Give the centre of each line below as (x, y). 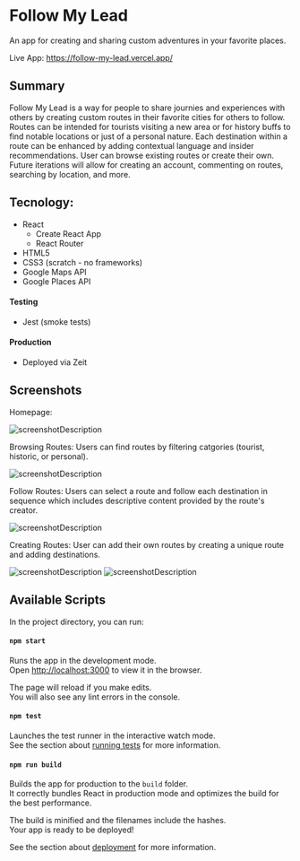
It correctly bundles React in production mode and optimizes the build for (144, 794)
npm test (26, 717)
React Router (60, 243)
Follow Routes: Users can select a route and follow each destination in (139, 491)
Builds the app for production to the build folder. (99, 784)
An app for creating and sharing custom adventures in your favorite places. (148, 40)
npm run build (36, 765)
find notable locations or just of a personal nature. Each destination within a (149, 136)
